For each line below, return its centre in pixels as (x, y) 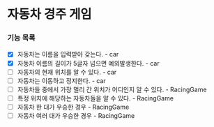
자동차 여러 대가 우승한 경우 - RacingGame (76, 115)
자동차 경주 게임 (49, 14)
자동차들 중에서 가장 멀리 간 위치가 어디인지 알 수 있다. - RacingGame (112, 89)
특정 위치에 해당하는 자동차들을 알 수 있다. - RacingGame (95, 98)
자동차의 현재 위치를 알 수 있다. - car (67, 72)
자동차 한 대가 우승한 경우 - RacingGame (73, 107)
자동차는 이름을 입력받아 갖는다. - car (68, 54)
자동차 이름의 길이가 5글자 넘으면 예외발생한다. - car (88, 63)
